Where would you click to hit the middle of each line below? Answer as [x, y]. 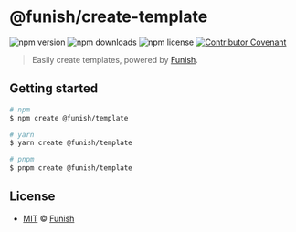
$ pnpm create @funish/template [71, 168]
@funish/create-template [109, 17]
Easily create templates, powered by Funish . [115, 59]
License [32, 197]
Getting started [54, 89]
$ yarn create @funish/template [71, 143]
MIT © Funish [48, 218]
